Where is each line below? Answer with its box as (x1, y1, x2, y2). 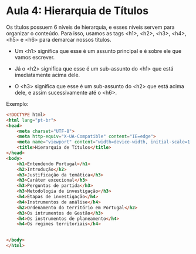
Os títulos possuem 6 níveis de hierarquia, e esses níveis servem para (6, 24, 175, 31)
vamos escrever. (14, 54, 55, 61)
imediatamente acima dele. (14, 71, 80, 78)
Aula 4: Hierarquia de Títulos (6, 4, 148, 18)
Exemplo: (6, 100, 29, 107)
